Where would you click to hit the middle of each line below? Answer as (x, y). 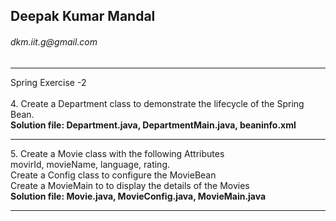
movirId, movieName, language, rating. (90, 164)
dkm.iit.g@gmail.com (54, 41)
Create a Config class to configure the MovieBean (113, 175)
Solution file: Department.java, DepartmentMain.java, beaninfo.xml (153, 125)
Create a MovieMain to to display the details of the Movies (130, 185)
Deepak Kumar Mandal (83, 16)
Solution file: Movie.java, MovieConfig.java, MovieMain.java (138, 196)
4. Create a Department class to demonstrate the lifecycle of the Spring (157, 103)
